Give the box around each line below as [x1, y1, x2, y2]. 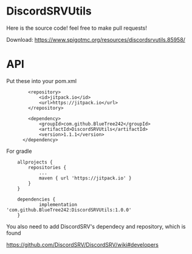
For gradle [6, 147, 32, 155]
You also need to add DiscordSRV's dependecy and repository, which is [6, 222, 186, 230]
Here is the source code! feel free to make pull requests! [6, 24, 147, 32]
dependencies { [17, 196, 56, 202]
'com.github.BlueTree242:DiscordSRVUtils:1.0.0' [6, 207, 132, 213]
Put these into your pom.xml [6, 77, 77, 84]
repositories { [28, 164, 67, 170]
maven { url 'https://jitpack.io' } [38, 175, 132, 181]
